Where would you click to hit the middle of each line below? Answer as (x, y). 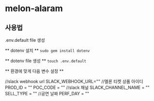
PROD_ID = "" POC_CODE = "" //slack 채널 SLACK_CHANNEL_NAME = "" (77, 87)
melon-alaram (34, 8)
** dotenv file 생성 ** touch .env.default (46, 61)
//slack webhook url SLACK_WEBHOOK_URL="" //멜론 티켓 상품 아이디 (74, 81)
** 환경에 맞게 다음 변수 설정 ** (34, 71)
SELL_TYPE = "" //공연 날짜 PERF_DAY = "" (47, 93)
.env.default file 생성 (25, 40)
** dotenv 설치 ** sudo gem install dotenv (47, 50)
